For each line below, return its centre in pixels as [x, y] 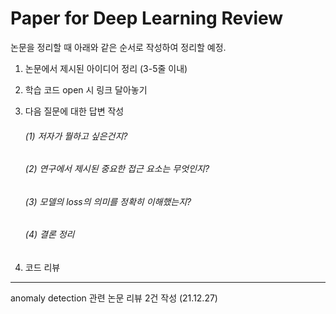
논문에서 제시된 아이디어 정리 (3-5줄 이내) [106, 68]
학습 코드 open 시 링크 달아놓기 [86, 89]
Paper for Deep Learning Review [147, 18]
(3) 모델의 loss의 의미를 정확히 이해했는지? [108, 201]
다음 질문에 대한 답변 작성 [74, 111]
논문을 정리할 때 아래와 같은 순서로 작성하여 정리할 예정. [118, 47]
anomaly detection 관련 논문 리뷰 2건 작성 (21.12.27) [114, 298]
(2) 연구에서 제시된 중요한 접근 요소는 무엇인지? [117, 169]
